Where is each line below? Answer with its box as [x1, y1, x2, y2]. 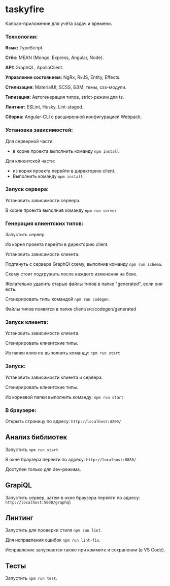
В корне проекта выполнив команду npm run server [5, 207, 117, 213]
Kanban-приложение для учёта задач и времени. [5, 20, 113, 26]
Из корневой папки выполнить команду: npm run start [5, 394, 124, 400]
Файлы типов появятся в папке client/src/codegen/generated [5, 306, 137, 312]
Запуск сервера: [5, 186, 49, 193]
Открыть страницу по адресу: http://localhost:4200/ [5, 418, 121, 425]
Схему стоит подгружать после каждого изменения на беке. [5, 271, 138, 277]
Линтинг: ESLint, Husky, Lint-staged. [5, 104, 84, 110]
